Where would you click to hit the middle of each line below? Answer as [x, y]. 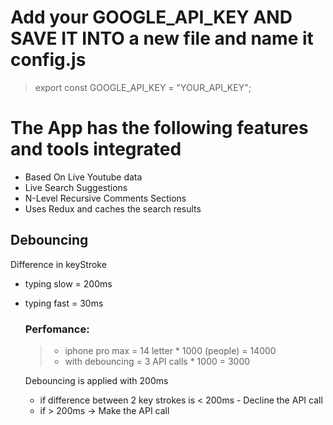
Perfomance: [57, 329]
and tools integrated [96, 149]
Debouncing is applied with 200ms [96, 380]
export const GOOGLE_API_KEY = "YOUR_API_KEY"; [143, 87]
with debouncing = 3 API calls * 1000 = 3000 [157, 361]
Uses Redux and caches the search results [113, 208]
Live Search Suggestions [76, 187]
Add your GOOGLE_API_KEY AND [151, 17]
